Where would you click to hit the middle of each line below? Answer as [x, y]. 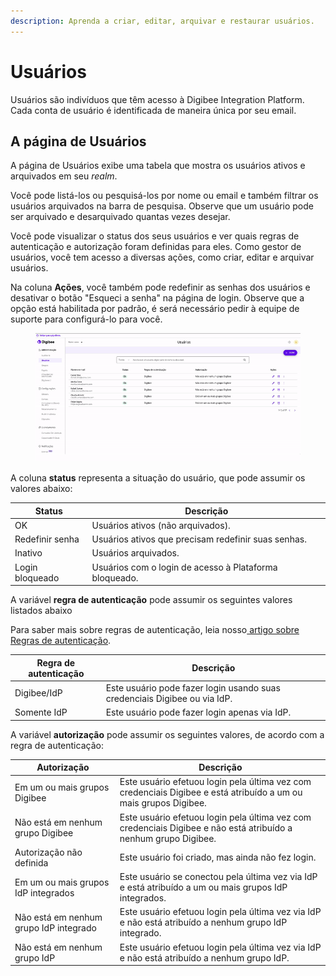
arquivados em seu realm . [64, 176]
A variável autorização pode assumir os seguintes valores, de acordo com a [167, 734]
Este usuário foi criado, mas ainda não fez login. [218, 857]
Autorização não [48, 852]
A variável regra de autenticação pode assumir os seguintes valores [151, 599]
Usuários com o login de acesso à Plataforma [184, 567]
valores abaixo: [41, 488]
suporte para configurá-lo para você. [86, 319]
